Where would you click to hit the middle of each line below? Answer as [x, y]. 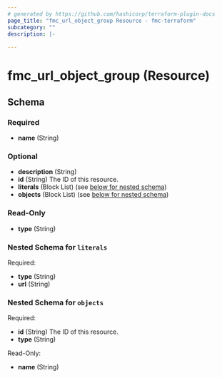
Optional [22, 156]
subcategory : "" [31, 27]
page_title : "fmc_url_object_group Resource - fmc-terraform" [102, 21]
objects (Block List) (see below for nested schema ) [93, 195]
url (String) [34, 284]
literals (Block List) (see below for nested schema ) [92, 187]
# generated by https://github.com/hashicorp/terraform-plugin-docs [111, 14]
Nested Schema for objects [56, 302]
